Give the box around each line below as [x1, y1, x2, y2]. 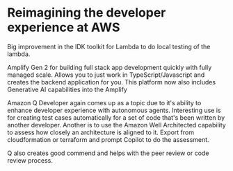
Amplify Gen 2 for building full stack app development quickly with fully [7, 63, 212, 71]
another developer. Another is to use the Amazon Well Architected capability [7, 120, 226, 129]
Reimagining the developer [7, 5, 166, 21]
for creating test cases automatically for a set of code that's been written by [7, 113, 225, 122]
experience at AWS [7, 19, 120, 35]
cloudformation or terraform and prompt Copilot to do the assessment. [7, 135, 210, 143]
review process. [7, 156, 54, 164]
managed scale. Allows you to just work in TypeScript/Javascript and [7, 71, 205, 79]
